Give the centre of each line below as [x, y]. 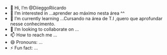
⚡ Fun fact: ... [24, 48]
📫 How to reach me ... [34, 35]
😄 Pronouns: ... [26, 42]
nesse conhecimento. [33, 24]
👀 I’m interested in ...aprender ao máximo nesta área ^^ [68, 13]
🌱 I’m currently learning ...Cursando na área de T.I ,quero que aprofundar [86, 18]
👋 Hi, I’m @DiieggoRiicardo [38, 8]
